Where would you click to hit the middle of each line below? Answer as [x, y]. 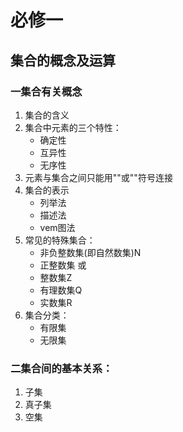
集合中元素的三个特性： [73, 127]
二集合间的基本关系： [61, 368]
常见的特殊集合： [60, 240]
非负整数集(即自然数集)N [90, 252]
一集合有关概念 [46, 91]
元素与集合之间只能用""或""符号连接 [98, 177]
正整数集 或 [63, 265]
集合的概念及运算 [63, 60]
